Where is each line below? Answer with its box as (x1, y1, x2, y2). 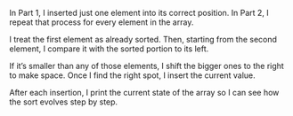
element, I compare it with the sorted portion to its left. (9, 43, 209, 54)
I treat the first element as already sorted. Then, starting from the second (9, 35, 278, 44)
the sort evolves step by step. (9, 97, 118, 107)
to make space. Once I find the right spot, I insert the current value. (9, 70, 256, 81)
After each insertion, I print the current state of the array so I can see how (9, 88, 280, 97)
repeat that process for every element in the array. (9, 17, 194, 27)
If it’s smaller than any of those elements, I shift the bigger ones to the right (9, 61, 285, 71)
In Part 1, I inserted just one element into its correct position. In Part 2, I (9, 8, 269, 18)
